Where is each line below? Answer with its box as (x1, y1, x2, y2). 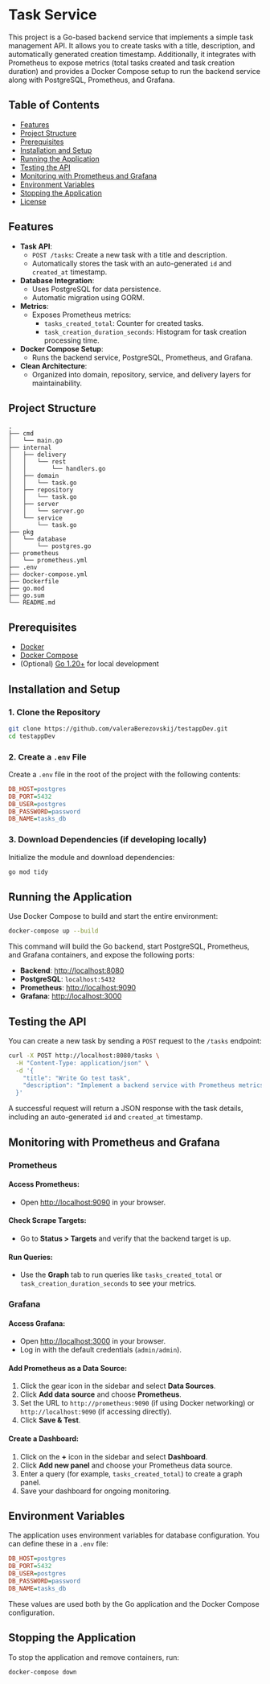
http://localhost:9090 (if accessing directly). (19, 1406, 172, 1417)
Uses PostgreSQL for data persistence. (31, 284, 162, 294)
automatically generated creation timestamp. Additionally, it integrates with (8, 49, 256, 59)
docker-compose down (8, 1668, 78, 1676)
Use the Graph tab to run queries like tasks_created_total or (19, 1270, 223, 1280)
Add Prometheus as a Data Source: (8, 1363, 128, 1373)
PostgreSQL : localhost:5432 (19, 974, 116, 984)
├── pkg (8, 529, 35, 537)
